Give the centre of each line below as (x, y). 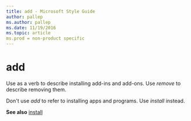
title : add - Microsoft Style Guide (51, 11)
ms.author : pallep (28, 22)
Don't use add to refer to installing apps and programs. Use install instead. (95, 101)
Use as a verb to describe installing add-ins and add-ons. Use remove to (93, 83)
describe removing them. (36, 89)
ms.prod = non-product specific (45, 38)
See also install (24, 112)
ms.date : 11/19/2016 (31, 28)
